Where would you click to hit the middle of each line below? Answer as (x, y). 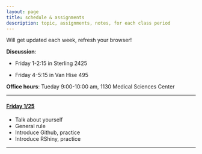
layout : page (23, 12)
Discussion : (21, 52)
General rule (30, 126)
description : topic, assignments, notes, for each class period (88, 23)
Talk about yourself (39, 119)
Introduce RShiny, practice (48, 138)
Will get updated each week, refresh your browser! (69, 40)
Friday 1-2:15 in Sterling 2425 (51, 63)
